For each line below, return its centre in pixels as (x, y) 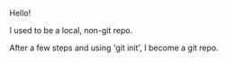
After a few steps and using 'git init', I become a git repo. (114, 48)
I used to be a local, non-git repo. (71, 30)
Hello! (20, 13)
